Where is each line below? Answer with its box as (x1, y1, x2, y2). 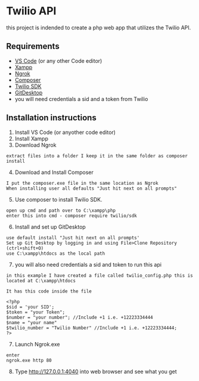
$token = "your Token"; (6, 309, 66, 315)
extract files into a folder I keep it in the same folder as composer (6, 153, 188, 159)
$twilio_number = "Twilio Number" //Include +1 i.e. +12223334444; (6, 325, 178, 331)
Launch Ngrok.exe (14, 340, 60, 348)
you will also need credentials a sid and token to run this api (14, 261, 162, 268)
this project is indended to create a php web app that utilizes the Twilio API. (6, 24, 191, 31)
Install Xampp (14, 135, 49, 142)
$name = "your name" (6, 319, 58, 325)
